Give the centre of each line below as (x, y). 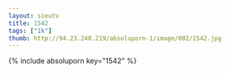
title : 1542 (28, 23)
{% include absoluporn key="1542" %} (73, 61)
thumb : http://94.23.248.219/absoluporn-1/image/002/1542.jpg (115, 38)
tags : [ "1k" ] (30, 30)
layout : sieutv (34, 16)
